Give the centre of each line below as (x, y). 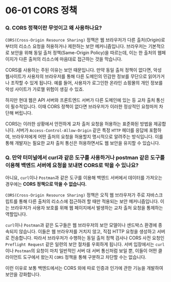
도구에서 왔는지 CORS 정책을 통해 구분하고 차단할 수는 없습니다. (84, 257)
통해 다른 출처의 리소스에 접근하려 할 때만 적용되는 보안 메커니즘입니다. (89, 201)
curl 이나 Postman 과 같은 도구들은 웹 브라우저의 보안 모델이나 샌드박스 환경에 (81, 225)
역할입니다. (16, 214)
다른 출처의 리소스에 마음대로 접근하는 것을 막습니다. (70, 59)
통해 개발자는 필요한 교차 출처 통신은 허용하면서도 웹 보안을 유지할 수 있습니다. (83, 143)
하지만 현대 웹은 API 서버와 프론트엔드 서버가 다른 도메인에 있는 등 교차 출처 (80, 100)
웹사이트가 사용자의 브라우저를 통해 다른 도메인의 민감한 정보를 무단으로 (76, 76)
